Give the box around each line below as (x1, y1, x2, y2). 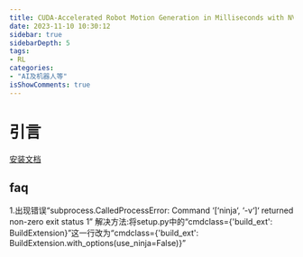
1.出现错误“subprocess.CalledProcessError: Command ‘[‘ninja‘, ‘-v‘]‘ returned (9, 205, 294, 216)
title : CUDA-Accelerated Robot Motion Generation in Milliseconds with (9, 13, 284, 23)
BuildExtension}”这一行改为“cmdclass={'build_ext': (9, 227, 199, 239)
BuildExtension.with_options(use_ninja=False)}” (9, 238, 187, 249)
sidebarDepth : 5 (9, 38, 70, 48)
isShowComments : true (9, 80, 91, 89)
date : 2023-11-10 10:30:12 (9, 22, 111, 31)
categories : (9, 64, 54, 73)
